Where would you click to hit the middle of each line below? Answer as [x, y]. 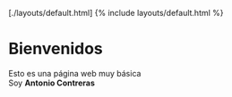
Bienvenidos [56, 49]
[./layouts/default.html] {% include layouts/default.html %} [116, 13]
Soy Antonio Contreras [52, 83]
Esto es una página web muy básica [75, 73]
